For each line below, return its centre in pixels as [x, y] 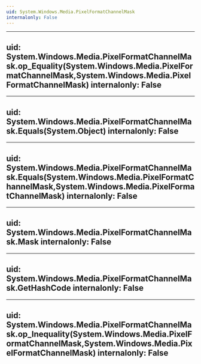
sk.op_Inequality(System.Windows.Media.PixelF [99, 334]
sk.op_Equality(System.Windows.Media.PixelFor [100, 66]
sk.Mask [22, 242]
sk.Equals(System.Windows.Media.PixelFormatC [100, 177]
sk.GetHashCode [39, 288]
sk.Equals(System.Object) [56, 131]
